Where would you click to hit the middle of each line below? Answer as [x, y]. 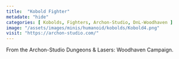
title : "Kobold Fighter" [38, 11]
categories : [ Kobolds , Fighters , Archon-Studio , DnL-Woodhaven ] [89, 22]
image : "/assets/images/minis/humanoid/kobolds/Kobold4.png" [83, 28]
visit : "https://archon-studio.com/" [53, 33]
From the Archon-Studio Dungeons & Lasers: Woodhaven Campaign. [90, 50]
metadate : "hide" [27, 17]
